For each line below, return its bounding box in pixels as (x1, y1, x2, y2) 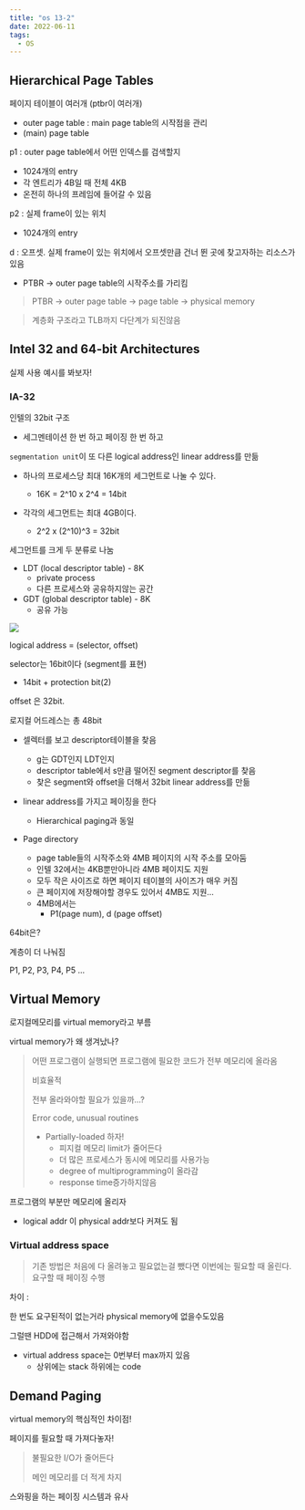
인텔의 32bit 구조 (9, 412, 71, 423)
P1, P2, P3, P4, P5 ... (9, 964, 86, 976)
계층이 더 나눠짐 (9, 946, 66, 958)
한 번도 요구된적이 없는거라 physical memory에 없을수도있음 (9, 1311, 225, 1322)
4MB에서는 (36, 898, 77, 909)
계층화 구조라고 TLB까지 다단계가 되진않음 (31, 315, 181, 326)
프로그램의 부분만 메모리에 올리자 (9, 1196, 127, 1207)
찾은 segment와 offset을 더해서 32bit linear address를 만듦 (36, 776, 250, 787)
